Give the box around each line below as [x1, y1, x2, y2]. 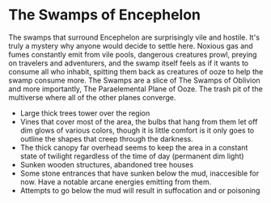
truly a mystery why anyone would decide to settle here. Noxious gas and [8, 40, 253, 50]
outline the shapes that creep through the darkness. [19, 133, 194, 143]
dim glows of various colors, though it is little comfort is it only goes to [19, 125, 255, 135]
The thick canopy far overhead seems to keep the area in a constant [19, 142, 248, 152]
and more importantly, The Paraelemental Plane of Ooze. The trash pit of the [8, 83, 263, 94]
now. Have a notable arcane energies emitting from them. [19, 176, 212, 187]
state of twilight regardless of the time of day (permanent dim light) [19, 151, 244, 161]
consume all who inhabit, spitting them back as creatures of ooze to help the [8, 66, 264, 76]
